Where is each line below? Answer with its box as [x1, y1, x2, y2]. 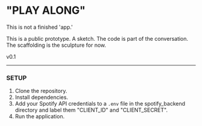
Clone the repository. [14, 88, 67, 95]
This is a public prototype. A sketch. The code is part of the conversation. [6, 35, 188, 42]
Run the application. [14, 113, 65, 120]
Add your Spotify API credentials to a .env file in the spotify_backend [14, 100, 185, 107]
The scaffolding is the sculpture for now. [6, 41, 106, 49]
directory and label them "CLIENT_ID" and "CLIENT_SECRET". [14, 106, 168, 114]
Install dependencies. [14, 94, 69, 101]
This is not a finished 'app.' [6, 23, 73, 31]
